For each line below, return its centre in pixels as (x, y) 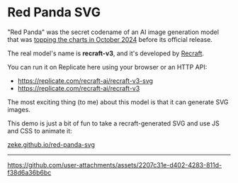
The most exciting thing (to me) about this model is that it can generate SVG (118, 102)
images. (19, 109)
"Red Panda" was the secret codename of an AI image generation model (113, 32)
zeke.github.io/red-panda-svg (51, 144)
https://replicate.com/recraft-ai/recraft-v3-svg (85, 81)
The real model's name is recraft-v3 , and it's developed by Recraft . (106, 53)
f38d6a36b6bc (29, 172)
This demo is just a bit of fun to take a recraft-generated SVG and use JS (113, 123)
